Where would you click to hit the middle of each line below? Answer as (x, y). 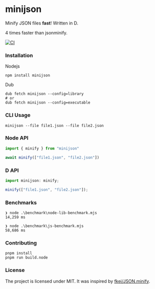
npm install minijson (28, 75)
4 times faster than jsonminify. (36, 32)
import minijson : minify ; (32, 180)
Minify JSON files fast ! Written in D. (42, 23)
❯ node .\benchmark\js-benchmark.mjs (44, 226)
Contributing (21, 242)
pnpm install (19, 253)
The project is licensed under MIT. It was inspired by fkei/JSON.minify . (78, 281)
